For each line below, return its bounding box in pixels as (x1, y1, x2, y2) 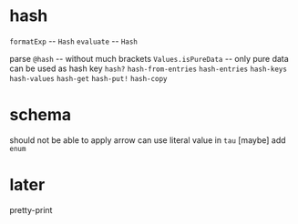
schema (9, 105, 72, 126)
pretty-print (9, 204, 53, 215)
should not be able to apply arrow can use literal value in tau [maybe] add (9, 134, 286, 146)
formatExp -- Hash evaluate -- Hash (9, 36, 139, 46)
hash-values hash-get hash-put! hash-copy (9, 74, 168, 83)
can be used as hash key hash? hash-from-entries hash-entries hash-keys (9, 63, 287, 74)
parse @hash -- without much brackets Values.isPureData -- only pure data (9, 53, 289, 64)
